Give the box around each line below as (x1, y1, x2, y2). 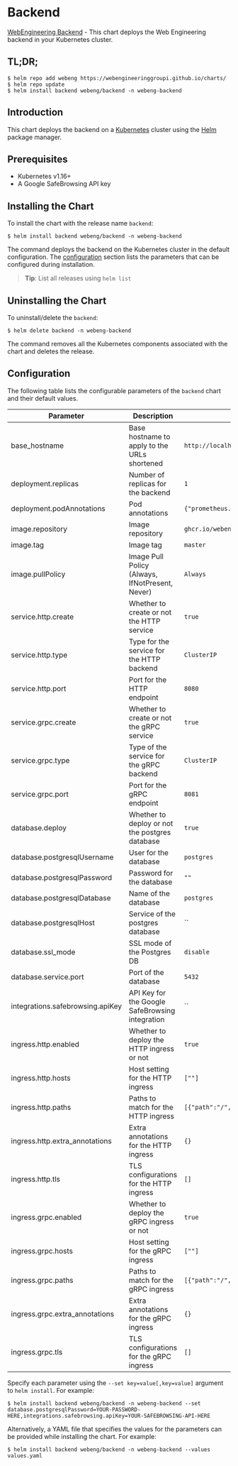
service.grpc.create (11, 717, 76, 727)
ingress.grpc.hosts (11, 1246, 73, 1256)
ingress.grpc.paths (11, 1275, 74, 1285)
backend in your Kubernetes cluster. (7, 35, 113, 43)
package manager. (7, 133, 62, 141)
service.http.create (11, 612, 74, 622)
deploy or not (128, 818, 174, 828)
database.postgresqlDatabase (11, 893, 111, 903)
